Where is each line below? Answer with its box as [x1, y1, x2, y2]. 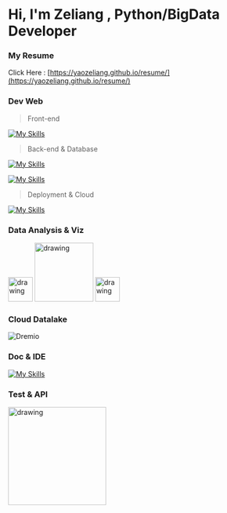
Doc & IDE [8, 351, 46, 362]
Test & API [8, 388, 49, 399]
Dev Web [8, 96, 44, 107]
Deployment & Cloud [27, 190, 95, 199]
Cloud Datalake [8, 314, 68, 325]
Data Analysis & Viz [8, 224, 85, 235]
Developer [8, 22, 77, 40]
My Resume [8, 50, 55, 61]
